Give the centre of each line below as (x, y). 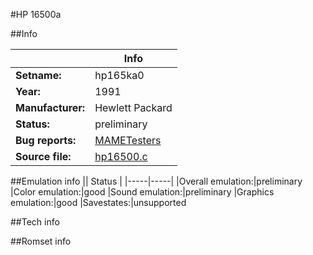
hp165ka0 (119, 75)
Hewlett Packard (133, 107)
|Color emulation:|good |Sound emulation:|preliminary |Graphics (142, 192)
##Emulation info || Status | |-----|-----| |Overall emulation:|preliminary (156, 181)
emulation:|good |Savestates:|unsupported (98, 202)
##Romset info (41, 241)
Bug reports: (46, 140)
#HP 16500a (36, 14)
